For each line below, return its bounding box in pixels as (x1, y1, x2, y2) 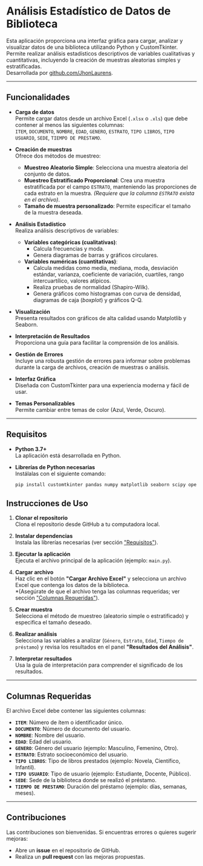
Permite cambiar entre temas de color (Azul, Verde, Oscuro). (14, 406, 166, 413)
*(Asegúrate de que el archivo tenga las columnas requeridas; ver (14, 588, 180, 595)
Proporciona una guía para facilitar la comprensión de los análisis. (14, 339, 179, 346)
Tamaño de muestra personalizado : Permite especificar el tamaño (24, 202, 192, 210)
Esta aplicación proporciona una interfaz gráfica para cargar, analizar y (6, 37, 183, 44)
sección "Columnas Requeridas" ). (14, 594, 100, 601)
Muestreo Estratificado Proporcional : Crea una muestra (24, 176, 165, 184)
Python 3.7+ (14, 445, 47, 452)
